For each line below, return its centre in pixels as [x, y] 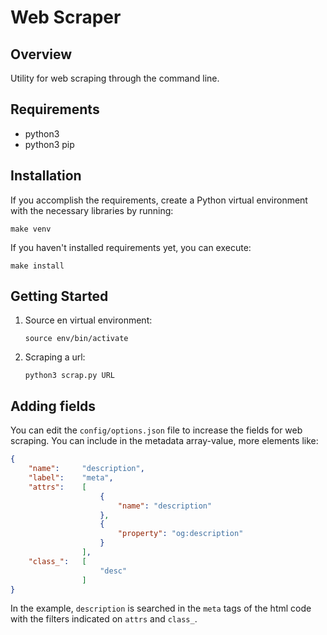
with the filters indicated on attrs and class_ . [104, 619]
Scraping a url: [55, 357]
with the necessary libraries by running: [92, 210]
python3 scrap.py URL [69, 376]
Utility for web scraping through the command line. [115, 78]
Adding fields [53, 406]
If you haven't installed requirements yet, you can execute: [131, 247]
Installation [46, 176]
